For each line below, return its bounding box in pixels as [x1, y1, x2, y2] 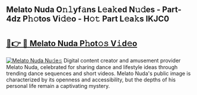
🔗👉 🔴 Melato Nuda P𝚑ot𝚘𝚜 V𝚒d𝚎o [6, 38, 138, 48]
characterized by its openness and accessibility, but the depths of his [6, 76, 176, 83]
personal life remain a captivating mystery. [6, 83, 110, 89]
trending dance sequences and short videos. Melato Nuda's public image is [6, 70, 191, 77]
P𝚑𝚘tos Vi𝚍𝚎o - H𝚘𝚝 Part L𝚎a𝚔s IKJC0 [23, 14, 170, 24]
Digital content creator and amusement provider [63, 57, 181, 64]
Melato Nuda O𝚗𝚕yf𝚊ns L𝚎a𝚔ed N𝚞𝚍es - [6, 5, 161, 15]
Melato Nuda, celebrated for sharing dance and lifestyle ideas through [6, 64, 178, 70]
